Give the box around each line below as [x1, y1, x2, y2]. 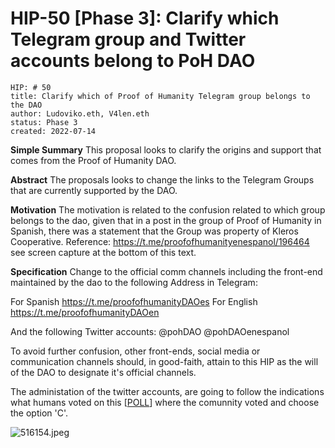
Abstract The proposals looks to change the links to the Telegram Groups [10, 173, 315, 186]
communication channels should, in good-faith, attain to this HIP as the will [10, 355, 319, 367]
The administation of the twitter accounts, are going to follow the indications [10, 385, 325, 397]
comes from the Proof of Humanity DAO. [10, 154, 177, 166]
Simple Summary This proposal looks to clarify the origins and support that [10, 143, 322, 156]
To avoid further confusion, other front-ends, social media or [10, 345, 261, 357]
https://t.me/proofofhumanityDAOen [10, 306, 160, 318]
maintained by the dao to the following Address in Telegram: [10, 276, 258, 288]
